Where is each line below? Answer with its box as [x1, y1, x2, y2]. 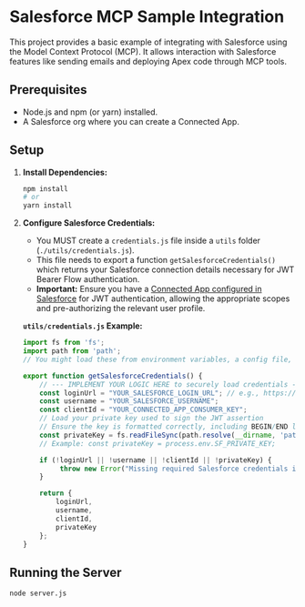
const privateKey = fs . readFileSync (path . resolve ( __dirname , [39, 430, 276, 440]
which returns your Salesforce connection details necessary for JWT [36, 264, 295, 275]
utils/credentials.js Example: [22, 320, 143, 331]
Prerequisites [9, 82, 87, 97]
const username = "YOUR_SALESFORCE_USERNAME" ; [39, 397, 219, 406]
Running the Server [9, 564, 122, 580]
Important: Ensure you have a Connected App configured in [36, 284, 262, 295]
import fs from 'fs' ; [22, 339, 106, 348]
